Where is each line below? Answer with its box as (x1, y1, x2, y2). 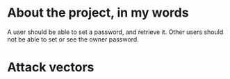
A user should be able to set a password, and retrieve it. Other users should (7, 28, 224, 36)
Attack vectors (7, 60, 95, 76)
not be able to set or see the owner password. (7, 35, 139, 43)
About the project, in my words (7, 5, 189, 21)
